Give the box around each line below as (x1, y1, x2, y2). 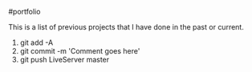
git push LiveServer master (19, 55, 110, 64)
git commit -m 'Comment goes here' (19, 46, 140, 55)
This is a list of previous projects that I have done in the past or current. (8, 22, 245, 31)
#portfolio (8, 7, 41, 16)
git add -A (19, 38, 54, 47)
